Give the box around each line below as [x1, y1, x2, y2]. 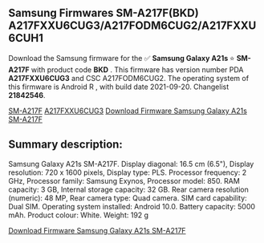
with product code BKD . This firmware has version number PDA [30, 64, 244, 75]
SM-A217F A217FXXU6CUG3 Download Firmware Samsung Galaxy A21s [8, 106, 247, 115]
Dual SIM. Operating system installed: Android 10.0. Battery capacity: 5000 [8, 201, 255, 211]
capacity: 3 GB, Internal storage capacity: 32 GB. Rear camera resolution [8, 184, 249, 194]
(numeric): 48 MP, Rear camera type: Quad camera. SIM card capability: [8, 192, 247, 203]
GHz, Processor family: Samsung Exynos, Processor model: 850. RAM [8, 176, 241, 185]
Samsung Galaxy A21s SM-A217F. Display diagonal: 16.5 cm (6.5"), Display [8, 159, 254, 168]
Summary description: [8, 138, 123, 152]
